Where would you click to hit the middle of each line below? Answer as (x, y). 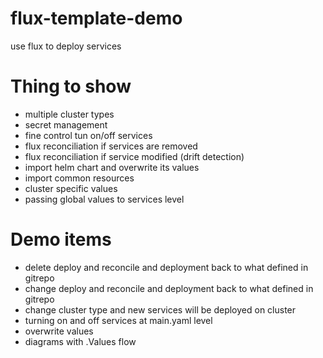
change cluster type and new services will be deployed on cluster (160, 309)
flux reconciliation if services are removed (111, 146)
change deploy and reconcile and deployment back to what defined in (169, 288)
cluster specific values (71, 188)
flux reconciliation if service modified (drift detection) (134, 156)
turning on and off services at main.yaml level (118, 320)
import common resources (79, 178)
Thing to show (71, 86)
